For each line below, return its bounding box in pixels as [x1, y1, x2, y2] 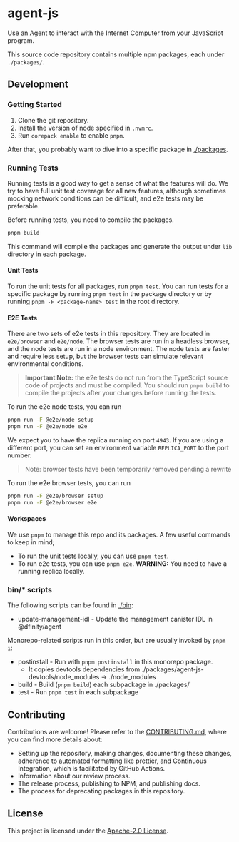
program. [7, 36, 35, 44]
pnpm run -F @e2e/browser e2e [7, 499, 98, 506]
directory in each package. [7, 250, 87, 258]
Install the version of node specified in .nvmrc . [17, 123, 153, 132]
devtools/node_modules [28, 673, 100, 681]
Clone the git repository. [17, 116, 89, 124]
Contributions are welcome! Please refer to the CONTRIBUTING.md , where [7, 728, 227, 736]
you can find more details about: [7, 735, 103, 744]
